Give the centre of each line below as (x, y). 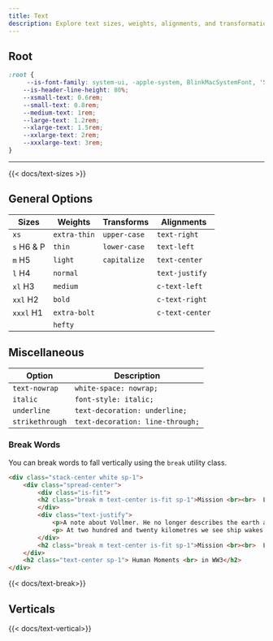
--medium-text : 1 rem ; (59, 113)
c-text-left (180, 286)
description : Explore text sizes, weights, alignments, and (113, 24)
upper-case (123, 234)
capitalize (123, 260)
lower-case (123, 247)
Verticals (32, 609)
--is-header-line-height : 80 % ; (76, 90)
